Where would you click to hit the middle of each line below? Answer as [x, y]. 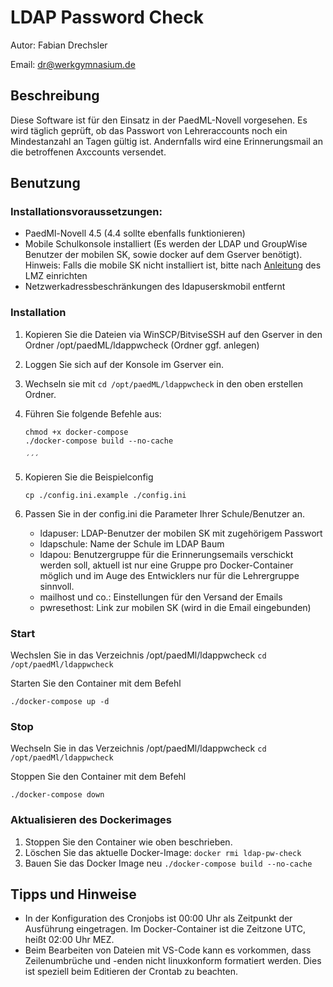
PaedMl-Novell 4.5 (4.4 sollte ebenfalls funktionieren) [135, 233]
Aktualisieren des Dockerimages [91, 820]
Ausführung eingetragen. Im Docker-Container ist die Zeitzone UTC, [165, 929]
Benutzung [45, 183]
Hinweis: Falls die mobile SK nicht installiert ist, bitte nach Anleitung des [173, 265]
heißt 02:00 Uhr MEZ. [69, 940]
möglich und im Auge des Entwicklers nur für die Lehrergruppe [169, 575]
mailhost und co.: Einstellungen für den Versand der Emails [161, 597]
